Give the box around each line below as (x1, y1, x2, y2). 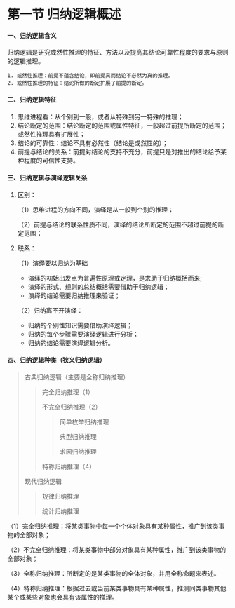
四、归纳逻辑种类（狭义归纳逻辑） (7, 356, 106, 365)
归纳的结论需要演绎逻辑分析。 (27, 338, 114, 347)
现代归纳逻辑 (24, 478, 62, 485)
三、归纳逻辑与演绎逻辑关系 (7, 173, 88, 182)
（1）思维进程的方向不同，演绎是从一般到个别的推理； (17, 205, 174, 214)
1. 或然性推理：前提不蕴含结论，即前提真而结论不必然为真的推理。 (7, 72, 174, 79)
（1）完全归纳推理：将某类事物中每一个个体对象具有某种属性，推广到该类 (7, 522, 219, 530)
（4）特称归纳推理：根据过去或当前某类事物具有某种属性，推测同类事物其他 (7, 584, 227, 593)
